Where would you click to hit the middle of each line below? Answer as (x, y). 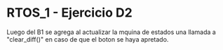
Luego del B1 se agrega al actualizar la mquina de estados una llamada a (111, 32)
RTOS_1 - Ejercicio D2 (69, 13)
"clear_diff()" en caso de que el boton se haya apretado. (88, 39)
